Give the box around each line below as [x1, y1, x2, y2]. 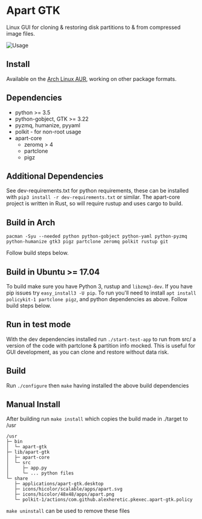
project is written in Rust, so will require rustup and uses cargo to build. [6, 200, 183, 207]
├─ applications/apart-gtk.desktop [14, 481, 104, 487]
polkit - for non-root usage [14, 128, 81, 135]
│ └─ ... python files [6, 470, 74, 477]
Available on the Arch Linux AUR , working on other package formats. [6, 75, 177, 82]
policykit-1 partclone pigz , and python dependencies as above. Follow [6, 296, 188, 302]
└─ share [6, 476, 28, 482]
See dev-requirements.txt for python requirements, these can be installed [6, 187, 189, 194]
